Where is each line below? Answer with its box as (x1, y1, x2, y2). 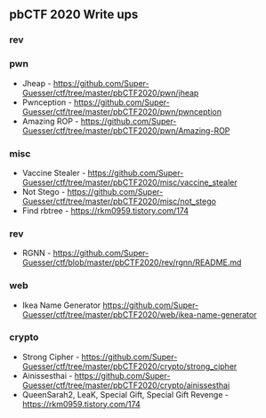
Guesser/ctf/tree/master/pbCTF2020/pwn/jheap (21, 87, 199, 98)
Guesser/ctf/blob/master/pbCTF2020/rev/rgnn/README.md (21, 257, 242, 268)
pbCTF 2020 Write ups (9, 7, 139, 22)
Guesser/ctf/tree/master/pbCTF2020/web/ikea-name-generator (21, 309, 257, 319)
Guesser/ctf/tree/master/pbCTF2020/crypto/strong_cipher (21, 360, 238, 372)
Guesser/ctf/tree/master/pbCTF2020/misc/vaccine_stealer (21, 177, 238, 188)
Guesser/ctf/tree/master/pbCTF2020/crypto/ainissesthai (21, 380, 230, 390)
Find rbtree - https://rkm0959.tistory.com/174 (21, 205, 189, 216)
